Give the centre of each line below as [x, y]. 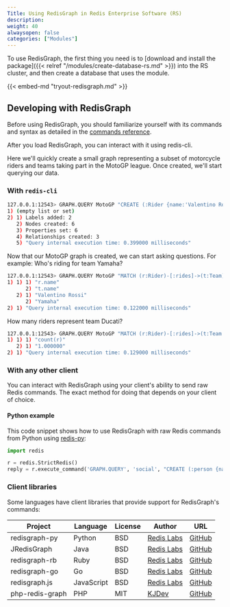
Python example [31, 415]
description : [26, 20]
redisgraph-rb [34, 560]
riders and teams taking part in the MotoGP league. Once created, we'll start [115, 165]
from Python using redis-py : [47, 438]
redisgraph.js [31, 582]
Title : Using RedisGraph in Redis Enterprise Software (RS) [95, 13]
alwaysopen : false [33, 33]
